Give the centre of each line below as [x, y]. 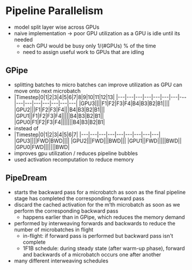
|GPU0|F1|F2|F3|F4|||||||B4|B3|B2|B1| [59, 122]
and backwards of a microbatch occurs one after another [92, 254]
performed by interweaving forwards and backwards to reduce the [95, 223]
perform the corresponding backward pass [66, 211]
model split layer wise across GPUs [57, 27]
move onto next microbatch [47, 91]
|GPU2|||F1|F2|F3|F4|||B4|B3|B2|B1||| [59, 109]
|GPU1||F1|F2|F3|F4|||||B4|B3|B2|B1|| [59, 116]
